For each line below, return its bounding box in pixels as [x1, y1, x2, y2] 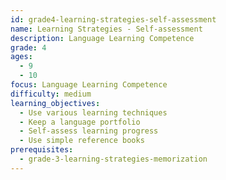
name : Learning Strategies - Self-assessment [10, 24, 203, 34]
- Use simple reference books [19, 136, 145, 146]
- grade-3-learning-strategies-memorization [19, 154, 208, 164]
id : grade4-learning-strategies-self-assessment [10, 14, 217, 25]
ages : [10, 52, 33, 62]
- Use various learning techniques [19, 107, 168, 118]
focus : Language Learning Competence [10, 80, 168, 90]
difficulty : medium [10, 89, 92, 99]
